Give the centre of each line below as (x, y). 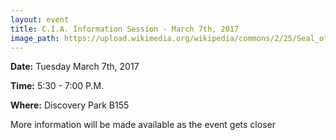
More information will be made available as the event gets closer (143, 125)
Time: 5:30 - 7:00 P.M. (57, 86)
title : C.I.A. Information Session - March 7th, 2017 (125, 29)
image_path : (35, 38)
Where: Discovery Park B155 (70, 105)
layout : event (40, 19)
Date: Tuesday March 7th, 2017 (75, 67)
